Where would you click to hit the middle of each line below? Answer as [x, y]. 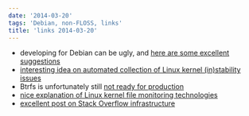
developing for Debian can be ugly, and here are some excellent [124, 53]
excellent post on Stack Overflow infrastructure [97, 103]
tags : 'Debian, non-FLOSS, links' [66, 23]
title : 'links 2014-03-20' [53, 30]
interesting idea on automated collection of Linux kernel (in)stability [130, 70]
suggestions [40, 61]
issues [30, 78]
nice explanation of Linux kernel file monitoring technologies [119, 95]
